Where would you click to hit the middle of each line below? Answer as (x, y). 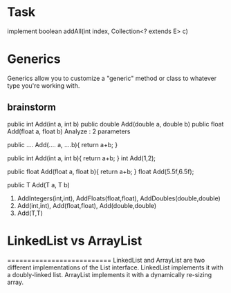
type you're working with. (44, 85)
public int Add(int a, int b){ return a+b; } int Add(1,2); (82, 158)
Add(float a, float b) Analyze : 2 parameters (69, 131)
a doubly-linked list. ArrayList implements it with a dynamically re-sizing (110, 274)
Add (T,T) (30, 213)
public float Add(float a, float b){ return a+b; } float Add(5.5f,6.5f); (101, 171)
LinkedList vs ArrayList (75, 241)
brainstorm (32, 107)
